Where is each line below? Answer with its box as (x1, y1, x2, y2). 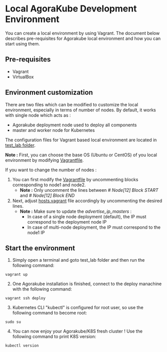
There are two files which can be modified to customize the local (5, 101, 139, 107)
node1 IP (27, 229, 45, 235)
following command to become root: (12, 310, 87, 316)
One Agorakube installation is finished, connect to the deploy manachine (12, 281, 162, 287)
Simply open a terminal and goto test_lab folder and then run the (12, 257, 145, 263)
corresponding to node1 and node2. (12, 182, 86, 188)
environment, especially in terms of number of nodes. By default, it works (5, 107, 156, 113)
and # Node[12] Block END (19, 192, 75, 198)
